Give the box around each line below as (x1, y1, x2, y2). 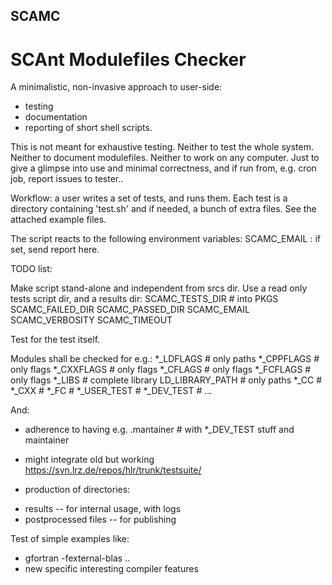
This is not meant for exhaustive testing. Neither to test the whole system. (10, 141, 315, 153)
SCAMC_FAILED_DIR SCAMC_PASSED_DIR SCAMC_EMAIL (10, 304, 250, 316)
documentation (24, 111, 88, 123)
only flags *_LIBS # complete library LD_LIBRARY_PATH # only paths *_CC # (10, 374, 323, 386)
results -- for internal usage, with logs (24, 503, 182, 515)
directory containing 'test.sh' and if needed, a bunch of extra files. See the (10, 203, 317, 215)
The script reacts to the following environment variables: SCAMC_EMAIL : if (10, 233, 321, 245)
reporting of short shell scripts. (24, 122, 153, 134)
